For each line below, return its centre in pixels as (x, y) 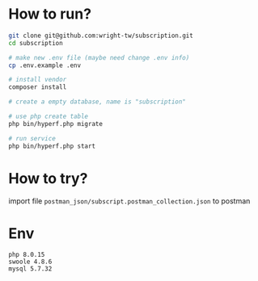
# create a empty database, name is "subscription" (97, 102)
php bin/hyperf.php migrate (56, 124)
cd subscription (36, 43)
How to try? (48, 178)
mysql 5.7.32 (30, 269)
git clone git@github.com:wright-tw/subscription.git (101, 36)
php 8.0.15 (27, 255)
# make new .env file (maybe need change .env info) (99, 57)
